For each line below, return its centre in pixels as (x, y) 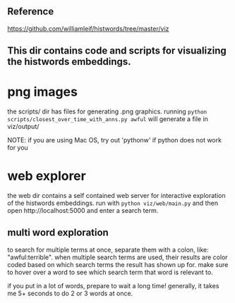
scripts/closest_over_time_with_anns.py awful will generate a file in (108, 119)
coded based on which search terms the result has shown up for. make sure (118, 264)
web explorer (47, 176)
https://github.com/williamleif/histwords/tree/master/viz (88, 28)
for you (18, 148)
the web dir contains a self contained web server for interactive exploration (116, 196)
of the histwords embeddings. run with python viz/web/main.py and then (113, 203)
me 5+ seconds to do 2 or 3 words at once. (70, 293)
